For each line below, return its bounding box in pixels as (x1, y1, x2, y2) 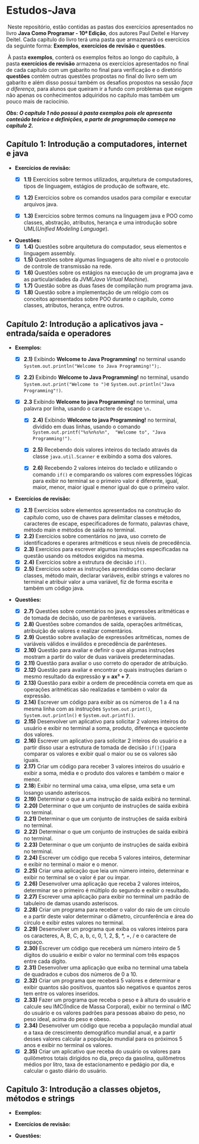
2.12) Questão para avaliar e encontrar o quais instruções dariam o (23, 666, 187, 674)
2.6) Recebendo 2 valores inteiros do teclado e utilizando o (32, 464, 178, 472)
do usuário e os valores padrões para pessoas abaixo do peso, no (23, 1009, 185, 1016)
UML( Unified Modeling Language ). (23, 225, 109, 232)
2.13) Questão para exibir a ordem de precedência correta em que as (23, 680, 193, 687)
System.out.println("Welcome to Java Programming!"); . (23, 362, 162, 369)
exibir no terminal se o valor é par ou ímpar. (23, 874, 131, 881)
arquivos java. (23, 200, 58, 208)
